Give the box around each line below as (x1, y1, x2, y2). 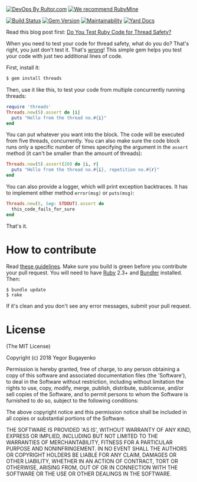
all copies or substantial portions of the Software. (6, 415, 126, 422)
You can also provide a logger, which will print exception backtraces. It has (6, 183, 188, 190)
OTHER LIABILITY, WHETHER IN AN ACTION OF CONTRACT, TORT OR (6, 457, 178, 464)
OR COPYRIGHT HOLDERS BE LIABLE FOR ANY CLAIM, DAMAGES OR (6, 451, 177, 458)
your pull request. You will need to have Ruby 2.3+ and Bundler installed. (6, 269, 183, 276)
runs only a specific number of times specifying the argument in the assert (6, 144, 189, 151)
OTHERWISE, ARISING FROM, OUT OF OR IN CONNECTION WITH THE (6, 464, 178, 471)
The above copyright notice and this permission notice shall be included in (6, 408, 187, 415)
